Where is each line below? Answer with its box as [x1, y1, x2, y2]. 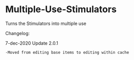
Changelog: [5, 30, 30, 36]
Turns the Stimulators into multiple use [5, 20, 86, 26]
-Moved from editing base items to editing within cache [5, 50, 129, 55]
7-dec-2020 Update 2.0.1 [5, 40, 58, 46]
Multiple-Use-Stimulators [5, 4, 117, 15]
